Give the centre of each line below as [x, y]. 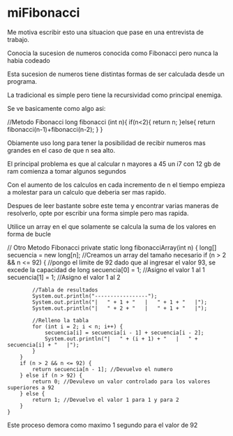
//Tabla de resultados [65, 290]
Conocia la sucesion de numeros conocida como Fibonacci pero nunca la [113, 53]
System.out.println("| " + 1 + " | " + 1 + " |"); [120, 302]
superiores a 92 [31, 388]
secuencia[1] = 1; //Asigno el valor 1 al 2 [64, 277]
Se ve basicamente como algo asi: [57, 108]
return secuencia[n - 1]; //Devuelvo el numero [103, 369]
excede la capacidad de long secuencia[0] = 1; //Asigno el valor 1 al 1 [106, 269]
